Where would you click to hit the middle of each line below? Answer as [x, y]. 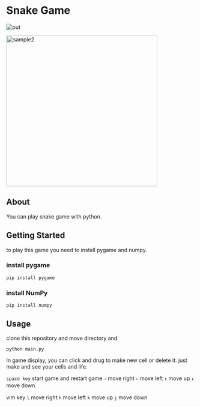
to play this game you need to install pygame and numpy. [77, 250]
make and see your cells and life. [47, 366]
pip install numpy [29, 306]
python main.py [25, 349]
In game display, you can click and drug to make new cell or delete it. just [97, 360]
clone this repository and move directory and [62, 338]
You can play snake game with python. [54, 216]
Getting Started [36, 236]
